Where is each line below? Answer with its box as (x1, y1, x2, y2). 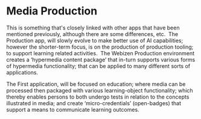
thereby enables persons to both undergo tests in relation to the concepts (6, 93, 190, 100)
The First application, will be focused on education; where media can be (6, 80, 186, 88)
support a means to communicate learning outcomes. (6, 106, 140, 113)
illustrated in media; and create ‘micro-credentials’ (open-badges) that (6, 99, 182, 106)
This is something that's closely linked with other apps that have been (6, 24, 180, 31)
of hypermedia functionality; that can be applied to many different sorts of (6, 62, 191, 70)
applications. (6, 69, 38, 76)
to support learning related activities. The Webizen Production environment (6, 49, 195, 56)
